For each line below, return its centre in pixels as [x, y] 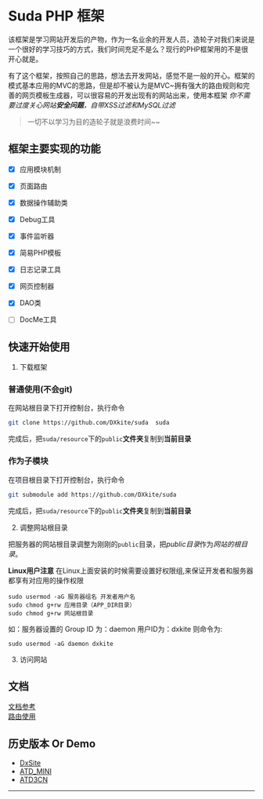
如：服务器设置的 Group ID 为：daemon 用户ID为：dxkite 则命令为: [115, 629]
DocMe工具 [38, 319]
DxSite [30, 763]
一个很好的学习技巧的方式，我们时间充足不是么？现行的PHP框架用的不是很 [128, 49]
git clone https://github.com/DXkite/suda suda [89, 423]
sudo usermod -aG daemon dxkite [61, 644]
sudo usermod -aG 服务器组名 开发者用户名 [72, 597]
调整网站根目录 [43, 527]
